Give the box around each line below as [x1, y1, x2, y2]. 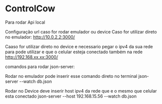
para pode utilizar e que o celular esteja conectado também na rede [5, 49, 143, 55]
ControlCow [5, 3, 56, 14]
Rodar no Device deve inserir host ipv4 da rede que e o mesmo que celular [5, 88, 157, 94]
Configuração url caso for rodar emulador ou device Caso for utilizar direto [5, 29, 157, 35]
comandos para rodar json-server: [5, 64, 75, 69]
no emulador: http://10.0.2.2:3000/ [5, 34, 75, 40]
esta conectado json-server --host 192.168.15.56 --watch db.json [5, 93, 137, 99]
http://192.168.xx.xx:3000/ [5, 54, 58, 60]
